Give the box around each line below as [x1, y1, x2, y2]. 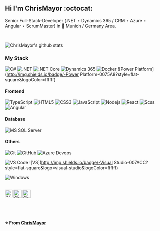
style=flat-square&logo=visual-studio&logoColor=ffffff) [5, 165, 118, 171]
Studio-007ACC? [114, 159, 148, 165]
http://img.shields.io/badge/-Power [6, 71, 79, 77]
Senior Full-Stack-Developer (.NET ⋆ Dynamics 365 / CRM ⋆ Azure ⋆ [5, 17, 146, 23]
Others [5, 139, 20, 145]
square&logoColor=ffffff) [5, 77, 56, 83]
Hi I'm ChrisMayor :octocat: [5, 4, 93, 13]
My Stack [5, 55, 29, 62]
